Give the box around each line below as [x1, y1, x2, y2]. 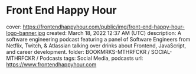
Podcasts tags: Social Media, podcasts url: [39, 54, 143, 62]
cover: [6, 23, 22, 30]
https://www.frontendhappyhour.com [6, 60, 97, 68]
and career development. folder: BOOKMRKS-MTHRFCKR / [6, 48, 150, 55]
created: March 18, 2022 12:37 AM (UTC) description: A [46, 29, 182, 36]
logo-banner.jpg [6, 29, 45, 36]
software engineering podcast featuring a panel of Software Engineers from [6, 36, 191, 43]
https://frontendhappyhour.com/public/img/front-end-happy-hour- [22, 23, 185, 30]
